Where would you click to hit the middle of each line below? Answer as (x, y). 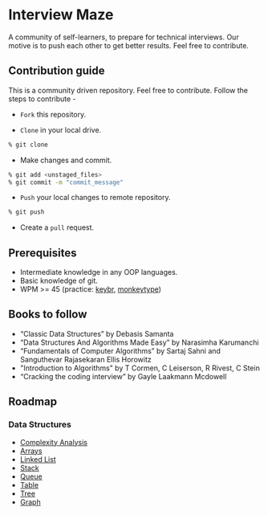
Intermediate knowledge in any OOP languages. (99, 272)
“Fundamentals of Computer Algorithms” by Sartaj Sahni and (120, 350)
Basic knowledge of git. (59, 281)
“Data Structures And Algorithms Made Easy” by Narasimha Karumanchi (139, 342)
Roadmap (33, 402)
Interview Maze (61, 15)
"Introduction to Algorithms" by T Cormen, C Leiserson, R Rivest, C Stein (140, 368)
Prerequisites (43, 253)
